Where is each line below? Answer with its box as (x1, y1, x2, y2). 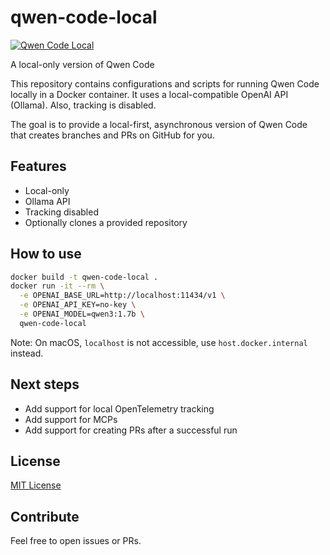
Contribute (10, 508, 80, 525)
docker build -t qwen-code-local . (10, 272, 159, 282)
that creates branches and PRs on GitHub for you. (10, 129, 215, 141)
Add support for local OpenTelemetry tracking (24, 402, 215, 415)
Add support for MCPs (24, 413, 118, 425)
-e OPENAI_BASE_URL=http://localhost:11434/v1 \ (19, 291, 226, 301)
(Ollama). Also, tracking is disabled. (10, 99, 157, 111)
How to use (10, 246, 82, 263)
